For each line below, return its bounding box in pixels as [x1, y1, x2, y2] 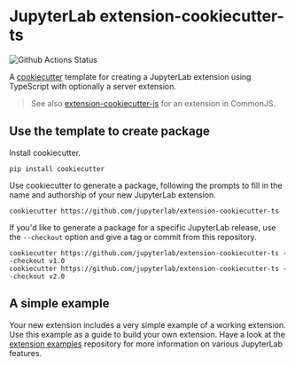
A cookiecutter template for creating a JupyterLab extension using [9, 71, 252, 82]
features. [9, 347, 43, 358]
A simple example [9, 296, 110, 311]
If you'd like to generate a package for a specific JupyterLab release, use [9, 222, 276, 232]
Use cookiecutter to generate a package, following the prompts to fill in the [9, 180, 283, 191]
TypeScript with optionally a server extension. [9, 81, 177, 91]
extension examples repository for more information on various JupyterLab [9, 339, 283, 349]
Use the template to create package [9, 124, 210, 139]
